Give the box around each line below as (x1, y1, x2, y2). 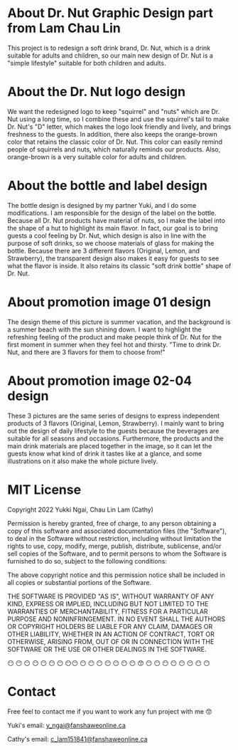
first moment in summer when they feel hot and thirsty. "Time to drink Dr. (7, 340, 222, 349)
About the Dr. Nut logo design (7, 84, 186, 100)
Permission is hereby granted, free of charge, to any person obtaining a (7, 519, 217, 527)
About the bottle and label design (7, 178, 208, 194)
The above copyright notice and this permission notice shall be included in (7, 571, 225, 579)
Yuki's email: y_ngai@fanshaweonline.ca (7, 721, 126, 729)
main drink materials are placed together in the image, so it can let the (7, 441, 212, 450)
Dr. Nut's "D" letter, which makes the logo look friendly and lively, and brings (7, 122, 232, 131)
